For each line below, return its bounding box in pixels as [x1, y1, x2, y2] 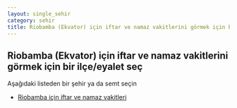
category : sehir [7, 17, 55, 24]
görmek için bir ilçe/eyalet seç [7, 61, 143, 73]
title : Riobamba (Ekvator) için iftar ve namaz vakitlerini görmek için [7, 23, 226, 30]
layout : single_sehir [7, 10, 71, 18]
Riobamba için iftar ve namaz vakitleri [17, 93, 127, 102]
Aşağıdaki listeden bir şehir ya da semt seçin [7, 79, 138, 88]
